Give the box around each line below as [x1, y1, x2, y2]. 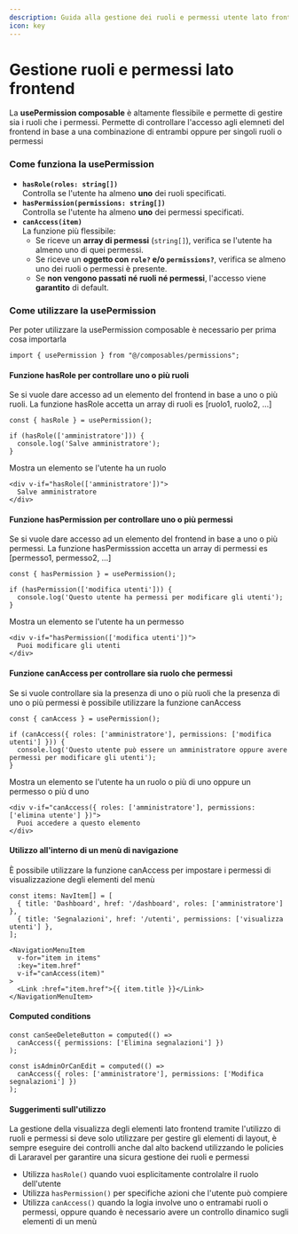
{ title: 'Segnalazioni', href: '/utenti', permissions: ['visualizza [17, 914, 284, 923]
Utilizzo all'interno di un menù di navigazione [9, 845, 179, 856]
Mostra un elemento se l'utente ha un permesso [9, 616, 184, 627]
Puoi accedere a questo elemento [17, 819, 141, 827]
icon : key [9, 21, 46, 30]
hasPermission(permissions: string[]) [21, 199, 166, 208]
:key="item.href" [17, 961, 82, 970]
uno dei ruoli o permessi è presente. [35, 263, 168, 273]
